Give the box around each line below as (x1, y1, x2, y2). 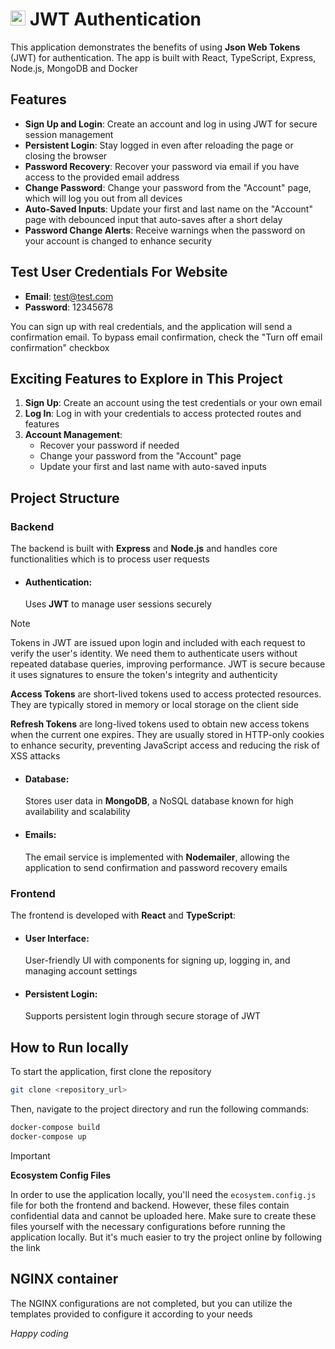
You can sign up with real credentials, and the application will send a (10, 320, 293, 332)
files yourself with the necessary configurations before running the (10, 1220, 286, 1232)
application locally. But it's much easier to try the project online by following (10, 1231, 323, 1243)
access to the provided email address (24, 171, 180, 183)
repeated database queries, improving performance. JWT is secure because (10, 658, 326, 670)
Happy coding (10, 1327, 69, 1339)
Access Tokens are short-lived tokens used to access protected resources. (10, 688, 322, 700)
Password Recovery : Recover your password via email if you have (24, 160, 300, 172)
